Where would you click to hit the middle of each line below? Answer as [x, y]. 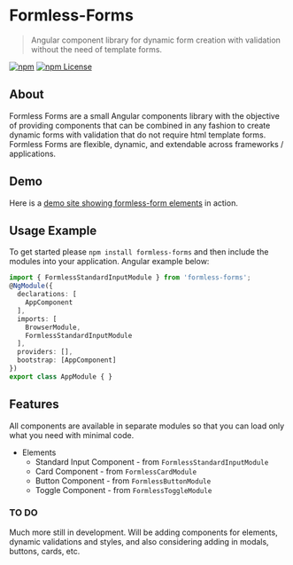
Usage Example [53, 230]
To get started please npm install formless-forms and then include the [139, 252]
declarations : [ [47, 294]
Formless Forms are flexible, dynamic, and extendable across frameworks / [146, 144]
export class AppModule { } [61, 377]
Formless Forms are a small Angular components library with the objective [145, 115]
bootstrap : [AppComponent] [67, 360]
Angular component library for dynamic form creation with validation [156, 40]
